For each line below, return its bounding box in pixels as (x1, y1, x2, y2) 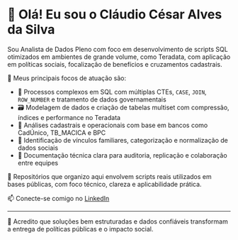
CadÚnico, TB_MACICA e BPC (17, 128, 106, 137)
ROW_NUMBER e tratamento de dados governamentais (17, 95, 166, 104)
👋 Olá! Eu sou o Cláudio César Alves (7, 6, 222, 23)
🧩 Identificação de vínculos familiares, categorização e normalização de (17, 136, 228, 144)
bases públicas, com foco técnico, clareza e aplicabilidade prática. (7, 180, 202, 188)
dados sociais (17, 143, 59, 152)
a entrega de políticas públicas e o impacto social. (7, 224, 154, 233)
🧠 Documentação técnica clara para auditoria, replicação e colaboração (17, 151, 228, 159)
